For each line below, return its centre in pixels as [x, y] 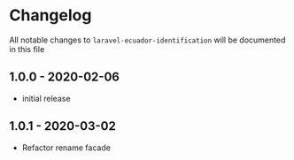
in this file [27, 49]
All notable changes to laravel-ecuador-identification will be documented [147, 40]
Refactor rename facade [66, 148]
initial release [46, 98]
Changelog [50, 15]
